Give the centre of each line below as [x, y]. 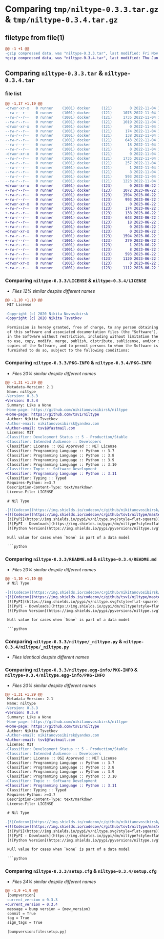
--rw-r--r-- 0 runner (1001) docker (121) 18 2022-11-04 [81, 145]
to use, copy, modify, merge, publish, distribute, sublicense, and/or [82, 341]
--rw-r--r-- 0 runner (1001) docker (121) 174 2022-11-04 [81, 131]
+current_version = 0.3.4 [31, 904]
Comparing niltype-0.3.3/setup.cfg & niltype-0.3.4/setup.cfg [81, 871]
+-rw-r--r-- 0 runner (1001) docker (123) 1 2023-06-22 [81, 245]
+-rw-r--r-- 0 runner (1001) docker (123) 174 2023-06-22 [81, 209]
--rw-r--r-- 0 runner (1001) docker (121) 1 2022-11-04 [81, 168]
